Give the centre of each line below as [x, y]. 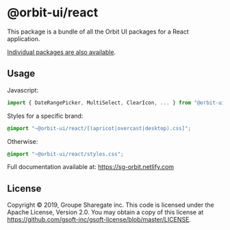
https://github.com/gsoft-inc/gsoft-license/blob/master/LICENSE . [99, 220]
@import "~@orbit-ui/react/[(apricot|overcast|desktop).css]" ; [99, 128]
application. [24, 38]
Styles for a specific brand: [45, 116]
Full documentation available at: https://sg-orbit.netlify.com [91, 167]
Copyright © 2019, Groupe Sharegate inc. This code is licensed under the [111, 205]
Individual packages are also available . [62, 52]
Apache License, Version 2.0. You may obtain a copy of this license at [105, 212]
